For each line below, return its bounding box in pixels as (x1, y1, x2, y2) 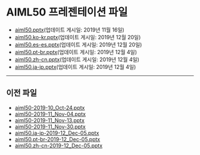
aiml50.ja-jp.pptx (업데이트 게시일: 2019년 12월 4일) (14, 63, 136, 70)
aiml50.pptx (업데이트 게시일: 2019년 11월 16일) (14, 26, 125, 33)
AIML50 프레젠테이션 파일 (6, 5, 128, 19)
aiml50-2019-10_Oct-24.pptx (14, 104, 85, 111)
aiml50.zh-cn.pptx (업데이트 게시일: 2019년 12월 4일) (14, 56, 140, 63)
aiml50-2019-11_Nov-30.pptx (14, 123, 86, 130)
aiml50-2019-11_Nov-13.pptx (14, 116, 85, 124)
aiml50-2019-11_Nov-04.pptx (14, 110, 86, 118)
